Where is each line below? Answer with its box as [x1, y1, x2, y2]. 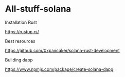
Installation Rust [5, 19, 37, 25]
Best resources [5, 38, 36, 44]
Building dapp [5, 57, 33, 62]
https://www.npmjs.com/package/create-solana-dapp [5, 66, 113, 72]
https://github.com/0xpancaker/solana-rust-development [5, 47, 120, 53]
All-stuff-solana [5, 3, 71, 15]
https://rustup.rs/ [5, 29, 39, 34]
